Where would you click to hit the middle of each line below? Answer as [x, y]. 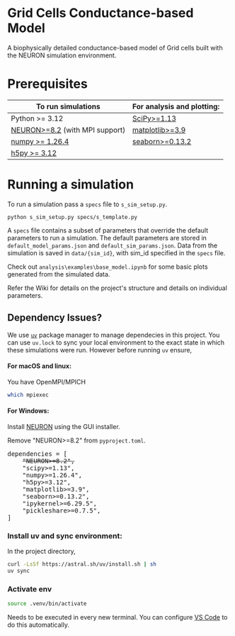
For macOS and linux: [40, 366]
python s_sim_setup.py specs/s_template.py [73, 217]
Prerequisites [48, 84]
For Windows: [28, 411]
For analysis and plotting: [176, 106]
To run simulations [68, 106]
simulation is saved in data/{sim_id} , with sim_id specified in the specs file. [116, 252]
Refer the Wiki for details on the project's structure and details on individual [117, 288]
